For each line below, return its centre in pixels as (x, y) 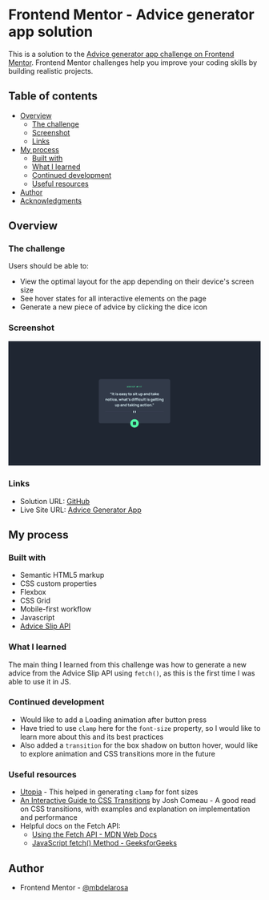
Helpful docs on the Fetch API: (70, 826)
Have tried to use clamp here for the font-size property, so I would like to (140, 728)
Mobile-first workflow (56, 609)
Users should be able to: (49, 266)
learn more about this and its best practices (92, 737)
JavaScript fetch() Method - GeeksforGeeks (104, 843)
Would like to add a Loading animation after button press (113, 720)
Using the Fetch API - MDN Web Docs (94, 834)
